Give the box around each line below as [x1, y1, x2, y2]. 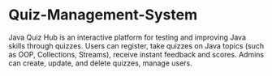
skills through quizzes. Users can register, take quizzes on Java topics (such [8, 40, 265, 50]
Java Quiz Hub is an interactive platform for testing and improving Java [8, 32, 246, 42]
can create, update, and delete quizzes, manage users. [8, 58, 192, 68]
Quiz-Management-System [8, 6, 197, 24]
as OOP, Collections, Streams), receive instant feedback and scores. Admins [8, 49, 265, 59]
